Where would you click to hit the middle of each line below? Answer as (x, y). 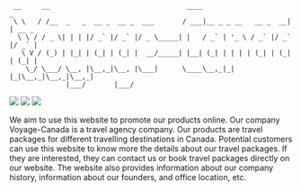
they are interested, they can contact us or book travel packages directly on (150, 158)
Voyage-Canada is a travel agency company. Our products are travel (136, 129)
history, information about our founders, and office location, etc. (128, 177)
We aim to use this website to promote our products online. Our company (145, 120)
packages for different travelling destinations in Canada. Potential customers (151, 139)
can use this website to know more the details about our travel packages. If (148, 149)
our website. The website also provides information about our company (142, 168)
